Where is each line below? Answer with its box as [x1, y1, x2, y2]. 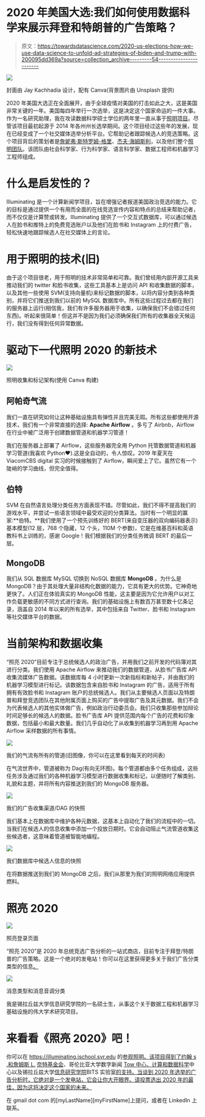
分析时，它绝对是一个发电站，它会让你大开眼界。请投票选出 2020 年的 [11, 1076, 189, 1083]
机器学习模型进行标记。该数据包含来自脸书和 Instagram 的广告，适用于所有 [6, 681, 195, 689]
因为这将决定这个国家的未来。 [16, 1084, 92, 1091]
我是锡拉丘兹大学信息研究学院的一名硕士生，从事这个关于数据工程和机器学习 [6, 1000, 199, 1007]
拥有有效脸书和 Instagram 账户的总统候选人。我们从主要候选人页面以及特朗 [6, 689, 195, 697]
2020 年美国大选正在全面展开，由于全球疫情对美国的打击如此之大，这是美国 [6, 99, 198, 106]
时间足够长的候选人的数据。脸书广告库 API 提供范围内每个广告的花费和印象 [6, 712, 195, 719]
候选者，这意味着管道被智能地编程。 [11, 833, 103, 840]
